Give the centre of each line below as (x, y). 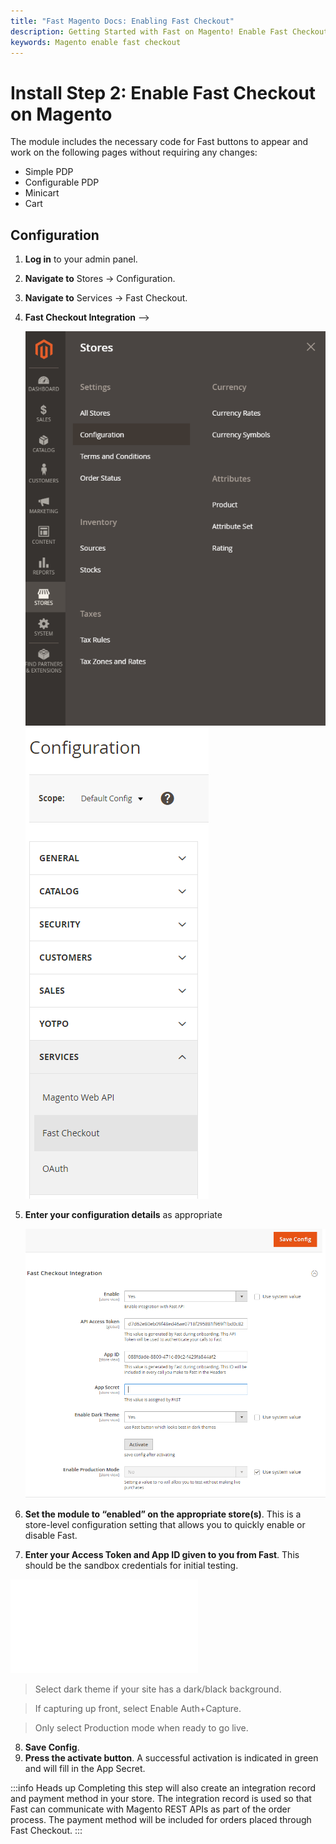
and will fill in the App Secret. (85, 1769)
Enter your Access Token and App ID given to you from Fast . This (162, 1555)
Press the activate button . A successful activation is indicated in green (171, 1758)
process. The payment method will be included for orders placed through (161, 1820)
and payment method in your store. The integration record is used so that (161, 1799)
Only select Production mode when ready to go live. (141, 1728)
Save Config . (52, 1747)
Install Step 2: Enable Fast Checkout (163, 92)
